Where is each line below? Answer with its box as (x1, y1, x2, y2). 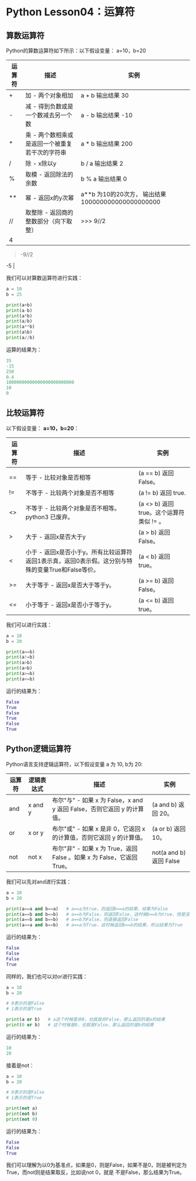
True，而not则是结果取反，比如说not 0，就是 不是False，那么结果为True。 (6, 1169, 185, 1176)
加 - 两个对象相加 (25, 91, 74, 100)
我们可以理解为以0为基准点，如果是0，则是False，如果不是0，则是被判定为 (6, 1162, 187, 1169)
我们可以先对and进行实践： (6, 878, 72, 885)
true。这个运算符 (138, 508, 185, 516)
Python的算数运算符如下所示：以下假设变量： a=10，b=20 (6, 47, 146, 54)
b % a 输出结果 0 (80, 175, 127, 183)
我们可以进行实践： (6, 621, 52, 628)
